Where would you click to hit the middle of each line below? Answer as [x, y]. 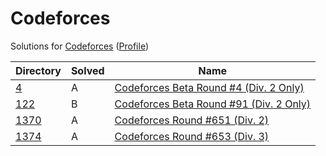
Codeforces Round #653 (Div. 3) [192, 136]
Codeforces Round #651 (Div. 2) [192, 120]
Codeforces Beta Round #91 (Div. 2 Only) [213, 104]
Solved [87, 70]
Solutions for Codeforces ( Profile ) [79, 46]
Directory [38, 70]
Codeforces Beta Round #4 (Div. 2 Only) [209, 87]
